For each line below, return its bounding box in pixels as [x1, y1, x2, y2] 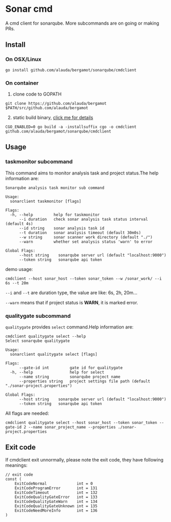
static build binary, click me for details [12, 114, 93, 121]
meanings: [5, 462, 28, 468]
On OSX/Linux [5, 56, 42, 63]
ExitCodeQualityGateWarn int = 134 [14, 499, 98, 504]
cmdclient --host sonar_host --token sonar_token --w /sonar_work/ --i [5, 276, 162, 281]
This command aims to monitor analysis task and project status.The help [5, 170, 159, 176]
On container [5, 79, 39, 86]
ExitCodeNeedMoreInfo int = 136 [14, 508, 98, 513]
